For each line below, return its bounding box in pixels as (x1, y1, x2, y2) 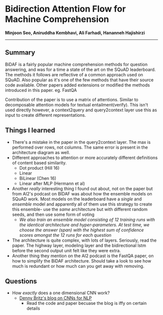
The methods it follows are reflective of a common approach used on (5, 71, 143, 77)
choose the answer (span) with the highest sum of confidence (19, 227, 144, 233)
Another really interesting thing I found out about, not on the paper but (12, 186, 153, 192)
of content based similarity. (12, 159, 67, 166)
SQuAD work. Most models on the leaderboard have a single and (12, 196, 142, 202)
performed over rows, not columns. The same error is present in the (12, 144, 148, 150)
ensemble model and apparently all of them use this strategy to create (12, 201, 152, 207)
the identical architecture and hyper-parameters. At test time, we (19, 222, 149, 227)
